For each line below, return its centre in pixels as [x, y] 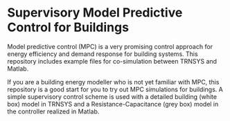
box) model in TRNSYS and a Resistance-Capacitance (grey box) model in [113, 104]
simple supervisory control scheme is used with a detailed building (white [112, 96]
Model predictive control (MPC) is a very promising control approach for [110, 46]
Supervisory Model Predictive [95, 13]
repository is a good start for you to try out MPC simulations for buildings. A [115, 89]
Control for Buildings [68, 27]
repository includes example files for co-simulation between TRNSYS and [112, 61]
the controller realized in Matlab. [53, 111]
